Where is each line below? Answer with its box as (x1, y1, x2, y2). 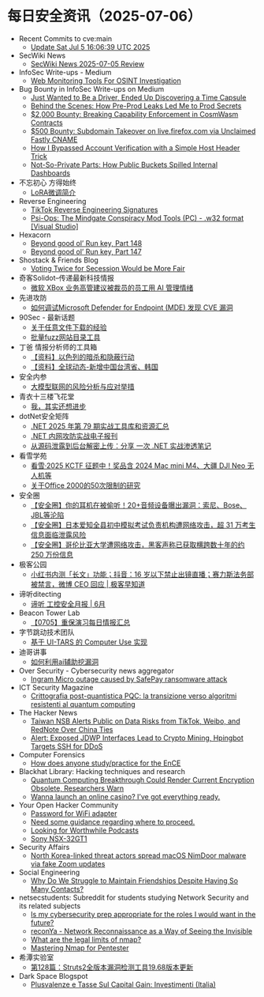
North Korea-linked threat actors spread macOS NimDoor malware (30, 851, 247, 860)
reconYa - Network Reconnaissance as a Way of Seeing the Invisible (30, 926, 253, 935)
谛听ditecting (18, 589, 62, 599)
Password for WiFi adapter (30, 808, 117, 818)
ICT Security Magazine (18, 682, 94, 692)
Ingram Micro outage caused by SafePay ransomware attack (30, 674, 228, 684)
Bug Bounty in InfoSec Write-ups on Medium (18, 84, 165, 93)
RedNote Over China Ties (30, 724, 113, 734)
